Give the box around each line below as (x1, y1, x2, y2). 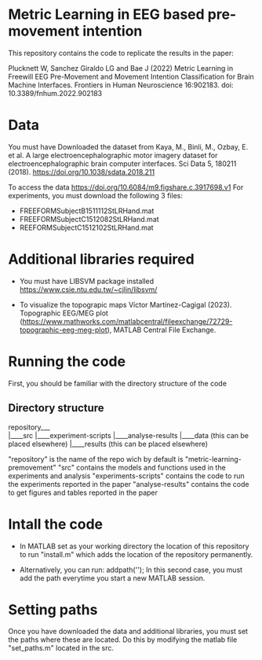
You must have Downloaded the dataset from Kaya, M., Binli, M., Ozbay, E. (8, 142, 249, 151)
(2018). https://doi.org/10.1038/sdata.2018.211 (8, 167, 155, 176)
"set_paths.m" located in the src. (8, 643, 114, 653)
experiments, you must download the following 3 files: (8, 190, 183, 200)
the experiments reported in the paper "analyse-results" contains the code (8, 479, 249, 489)
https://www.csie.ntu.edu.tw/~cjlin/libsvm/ (19, 285, 158, 294)
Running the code (8, 352, 126, 371)
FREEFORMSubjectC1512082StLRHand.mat (19, 214, 159, 223)
